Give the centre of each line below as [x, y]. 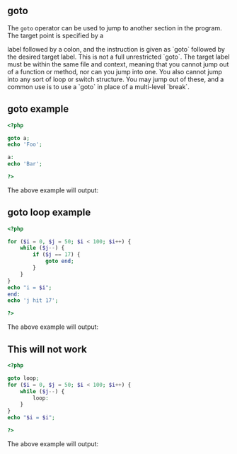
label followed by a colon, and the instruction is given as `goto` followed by [116, 49]
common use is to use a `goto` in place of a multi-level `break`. [98, 86]
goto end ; [59, 261]
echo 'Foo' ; [25, 145]
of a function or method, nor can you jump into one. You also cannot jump [115, 71]
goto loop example [49, 213]
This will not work [47, 349]
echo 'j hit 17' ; [33, 301]
